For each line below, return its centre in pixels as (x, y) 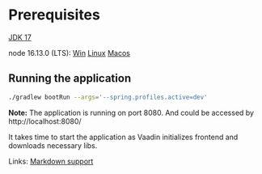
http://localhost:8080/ (45, 121)
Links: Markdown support (51, 161)
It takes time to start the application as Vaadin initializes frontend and (123, 137)
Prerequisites (55, 15)
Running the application (70, 79)
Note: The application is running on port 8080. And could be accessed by (131, 112)
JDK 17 (20, 37)
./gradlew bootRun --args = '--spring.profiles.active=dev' (108, 97)
